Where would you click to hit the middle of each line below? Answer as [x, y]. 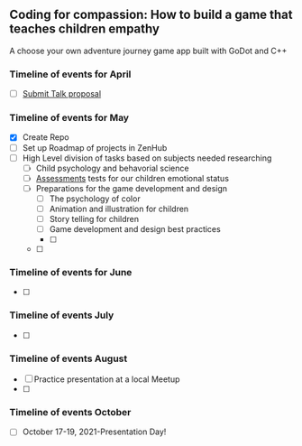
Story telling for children [94, 218]
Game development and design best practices [135, 229]
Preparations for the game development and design [132, 188]
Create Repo [46, 137]
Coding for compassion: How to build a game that [151, 15]
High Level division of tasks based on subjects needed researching [147, 158]
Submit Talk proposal [62, 94]
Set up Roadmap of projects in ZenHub [95, 147]
